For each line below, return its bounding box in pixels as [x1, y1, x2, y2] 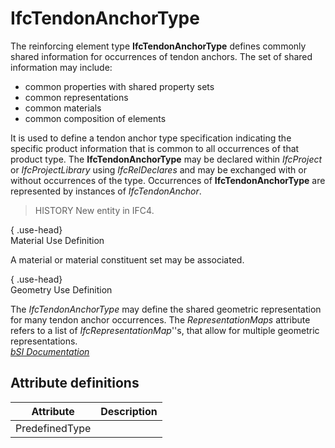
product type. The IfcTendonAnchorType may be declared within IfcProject [10, 153, 323, 165]
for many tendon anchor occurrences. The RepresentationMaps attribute [10, 313, 311, 326]
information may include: [10, 61, 113, 73]
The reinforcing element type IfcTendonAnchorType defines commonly [10, 40, 307, 52]
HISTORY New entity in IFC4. [34, 204, 155, 216]
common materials [24, 102, 102, 114]
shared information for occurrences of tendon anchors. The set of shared [10, 50, 313, 62]
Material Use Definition [10, 234, 105, 246]
